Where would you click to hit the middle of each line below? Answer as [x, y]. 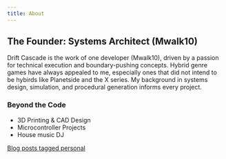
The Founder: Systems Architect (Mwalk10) [102, 42]
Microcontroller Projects [51, 127]
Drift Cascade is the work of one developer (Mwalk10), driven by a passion [113, 58]
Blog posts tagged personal [47, 148]
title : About [26, 13]
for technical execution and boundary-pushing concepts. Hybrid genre [107, 65]
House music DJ [40, 134]
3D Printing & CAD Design [54, 120]
